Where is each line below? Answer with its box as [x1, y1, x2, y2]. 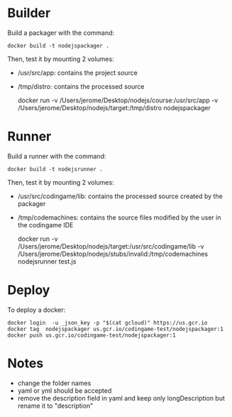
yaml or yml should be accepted [17, 386, 112, 395]
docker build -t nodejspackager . [7, 42, 110, 49]
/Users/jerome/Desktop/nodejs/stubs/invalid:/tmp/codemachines [17, 249, 208, 258]
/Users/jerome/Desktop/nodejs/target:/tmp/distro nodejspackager [17, 103, 211, 112]
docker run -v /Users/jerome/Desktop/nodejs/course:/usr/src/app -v [17, 96, 219, 104]
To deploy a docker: [7, 305, 66, 314]
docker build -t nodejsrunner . [7, 166, 103, 173]
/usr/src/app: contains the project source [17, 68, 138, 77]
